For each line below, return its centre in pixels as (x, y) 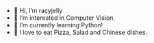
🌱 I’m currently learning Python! (58, 25)
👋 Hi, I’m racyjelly (38, 11)
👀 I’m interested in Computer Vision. (64, 18)
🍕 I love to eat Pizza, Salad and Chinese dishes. (80, 32)
